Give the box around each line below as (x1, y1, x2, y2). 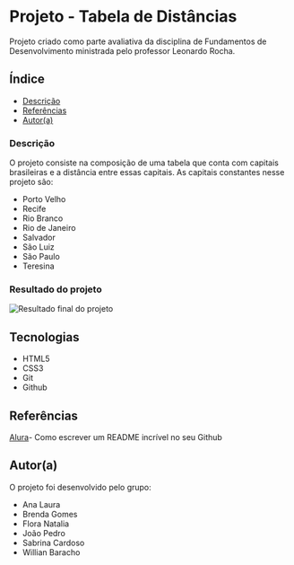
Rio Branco (22, 213, 64, 224)
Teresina (22, 260, 56, 271)
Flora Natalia (22, 518, 70, 529)
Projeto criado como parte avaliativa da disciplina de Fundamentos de (9, 36, 267, 47)
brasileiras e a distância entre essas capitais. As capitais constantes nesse (9, 167, 285, 178)
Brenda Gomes (22, 508, 78, 519)
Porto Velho (22, 194, 66, 205)
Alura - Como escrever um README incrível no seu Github (9, 431, 222, 442)
